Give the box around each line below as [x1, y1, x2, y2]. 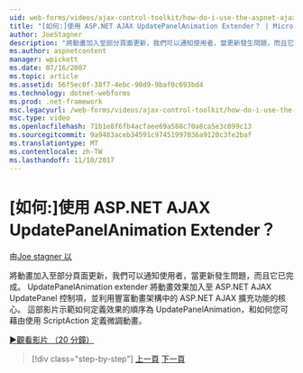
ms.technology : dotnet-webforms [9, 88, 131, 97]
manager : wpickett [9, 55, 78, 64]
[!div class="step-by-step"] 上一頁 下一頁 [31, 353, 186, 365]
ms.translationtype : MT [9, 139, 99, 148]
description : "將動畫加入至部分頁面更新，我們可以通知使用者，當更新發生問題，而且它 [9, 38, 295, 48]
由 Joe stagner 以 [9, 251, 72, 262]
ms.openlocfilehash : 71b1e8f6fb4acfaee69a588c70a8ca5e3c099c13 [9, 123, 252, 132]
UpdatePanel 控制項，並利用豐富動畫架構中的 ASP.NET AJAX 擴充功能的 [9, 293, 279, 304]
